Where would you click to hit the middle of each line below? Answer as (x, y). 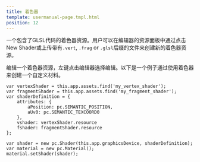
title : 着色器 (22, 12)
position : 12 (22, 23)
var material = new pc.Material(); (50, 149)
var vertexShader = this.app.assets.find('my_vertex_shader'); (86, 87)
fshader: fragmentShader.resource (60, 128)
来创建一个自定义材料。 (35, 75)
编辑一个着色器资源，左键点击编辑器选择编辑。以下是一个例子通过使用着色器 (100, 68)
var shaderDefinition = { (38, 97)
